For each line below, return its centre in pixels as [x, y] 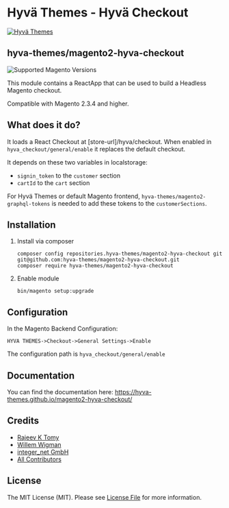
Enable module [38, 278]
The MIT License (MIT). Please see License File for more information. [104, 497]
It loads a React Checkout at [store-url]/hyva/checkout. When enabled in [109, 141]
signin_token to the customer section [69, 176]
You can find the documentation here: [60, 392]
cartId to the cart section [53, 182]
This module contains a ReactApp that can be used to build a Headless [107, 83]
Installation [31, 225]
